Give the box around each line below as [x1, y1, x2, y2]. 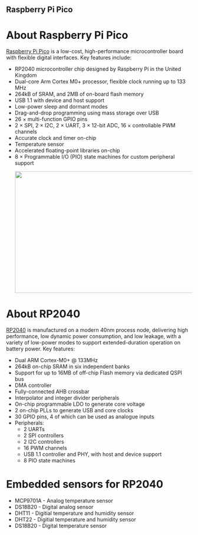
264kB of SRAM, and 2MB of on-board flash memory [14, 91, 144, 98]
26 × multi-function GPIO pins [14, 116, 88, 123]
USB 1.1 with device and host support [14, 97, 105, 104]
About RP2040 [6, 307, 81, 320]
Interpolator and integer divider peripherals [14, 395, 120, 402]
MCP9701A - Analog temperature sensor [14, 497, 113, 504]
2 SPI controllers [23, 432, 64, 439]
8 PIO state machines [23, 457, 75, 464]
